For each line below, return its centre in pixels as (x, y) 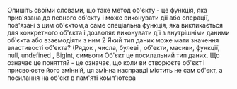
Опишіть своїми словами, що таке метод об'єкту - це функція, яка (107, 10)
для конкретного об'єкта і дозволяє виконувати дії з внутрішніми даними (118, 32)
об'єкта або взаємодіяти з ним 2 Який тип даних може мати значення (113, 40)
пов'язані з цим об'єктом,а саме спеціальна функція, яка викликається (115, 25)
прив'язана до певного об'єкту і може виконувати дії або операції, (109, 18)
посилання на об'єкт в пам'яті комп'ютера (72, 78)
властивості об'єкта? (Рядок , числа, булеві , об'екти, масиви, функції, (114, 48)
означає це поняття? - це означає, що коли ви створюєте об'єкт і (106, 63)
